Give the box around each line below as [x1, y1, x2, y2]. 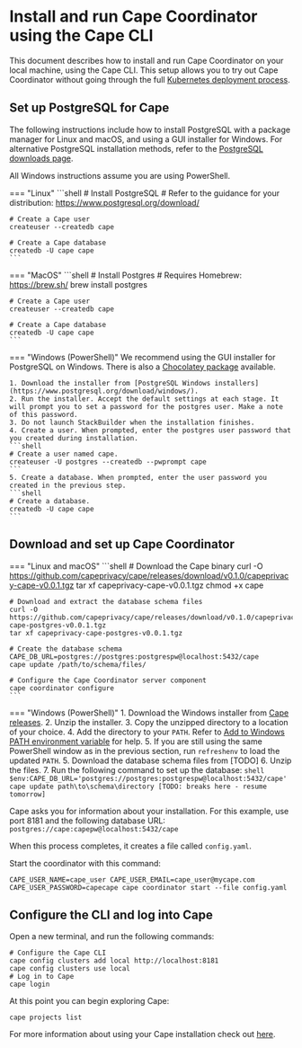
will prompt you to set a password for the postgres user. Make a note [9, 402, 283, 411]
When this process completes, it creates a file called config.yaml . [9, 840, 252, 851]
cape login [9, 980, 50, 990]
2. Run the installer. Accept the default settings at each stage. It [9, 394, 280, 404]
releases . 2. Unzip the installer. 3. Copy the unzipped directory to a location [9, 716, 289, 727]
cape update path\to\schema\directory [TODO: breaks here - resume [9, 782, 268, 791]
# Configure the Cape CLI [9, 948, 106, 958]
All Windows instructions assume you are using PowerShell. [9, 170, 231, 181]
